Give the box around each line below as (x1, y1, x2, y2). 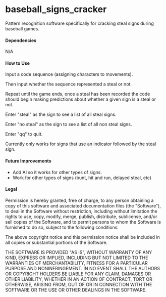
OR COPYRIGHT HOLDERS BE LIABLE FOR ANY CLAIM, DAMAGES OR (5, 271, 151, 277)
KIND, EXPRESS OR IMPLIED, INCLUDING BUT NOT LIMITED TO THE (5, 254, 148, 261)
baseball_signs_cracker (5, 4, 107, 15)
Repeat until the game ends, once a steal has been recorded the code (5, 91, 150, 97)
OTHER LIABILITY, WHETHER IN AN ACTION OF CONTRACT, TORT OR (5, 276, 152, 282)
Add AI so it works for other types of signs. (12, 169, 102, 175)
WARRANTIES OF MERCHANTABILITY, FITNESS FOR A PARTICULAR (5, 260, 148, 266)
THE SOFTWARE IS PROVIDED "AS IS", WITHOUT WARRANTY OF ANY (5, 249, 152, 255)
